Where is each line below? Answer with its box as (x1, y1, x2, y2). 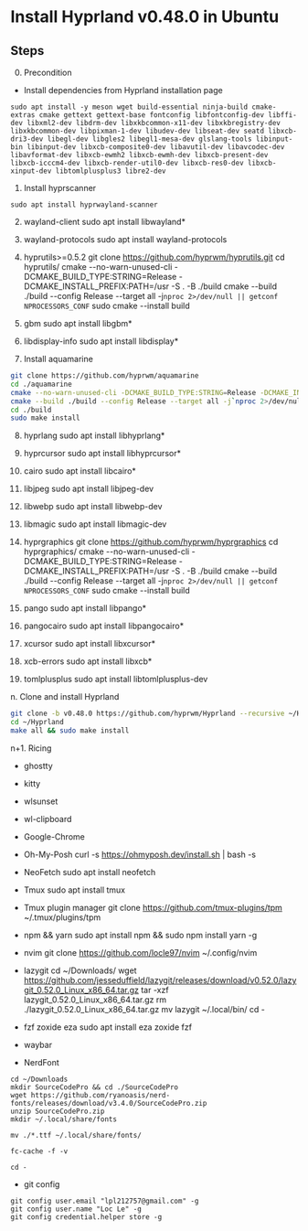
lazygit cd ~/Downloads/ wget (23, 965, 137, 976)
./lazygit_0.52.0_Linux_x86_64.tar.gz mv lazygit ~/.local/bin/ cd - (23, 1003, 266, 1014)
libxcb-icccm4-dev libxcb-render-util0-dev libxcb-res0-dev (10, 158, 245, 167)
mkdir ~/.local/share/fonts (10, 1114, 118, 1124)
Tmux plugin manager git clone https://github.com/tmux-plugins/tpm (23, 902, 282, 913)
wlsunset (23, 796, 58, 807)
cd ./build (10, 405, 52, 414)
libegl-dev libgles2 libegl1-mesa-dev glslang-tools (47, 134, 252, 144)
